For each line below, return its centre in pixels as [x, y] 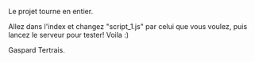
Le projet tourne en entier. [51, 11]
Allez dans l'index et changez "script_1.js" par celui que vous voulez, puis [128, 26]
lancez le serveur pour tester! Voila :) [69, 35]
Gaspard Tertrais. [37, 50]
